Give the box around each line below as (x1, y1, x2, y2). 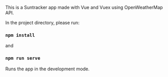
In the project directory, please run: (5, 20, 80, 25)
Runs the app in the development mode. (5, 66, 90, 72)
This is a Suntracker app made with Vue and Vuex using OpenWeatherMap (5, 5, 163, 10)
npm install (5, 32, 35, 38)
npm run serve (5, 56, 40, 61)
